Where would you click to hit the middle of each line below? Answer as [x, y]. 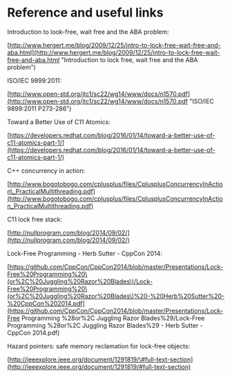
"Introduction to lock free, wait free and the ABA [129, 59]
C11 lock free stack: [35, 219]
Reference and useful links [85, 13]
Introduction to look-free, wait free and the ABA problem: [88, 32]
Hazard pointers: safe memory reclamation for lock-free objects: [99, 346]
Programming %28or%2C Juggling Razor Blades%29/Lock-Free [113, 318]
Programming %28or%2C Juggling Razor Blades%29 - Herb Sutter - [105, 325]
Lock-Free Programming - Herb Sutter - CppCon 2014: [85, 253]
